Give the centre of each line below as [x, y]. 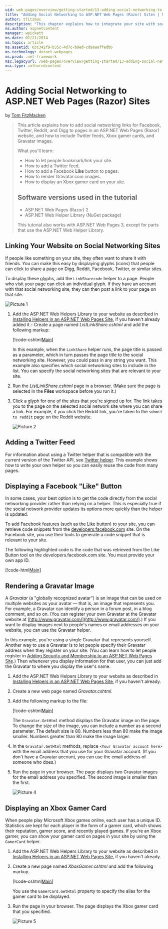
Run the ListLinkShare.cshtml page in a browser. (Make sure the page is [86, 386]
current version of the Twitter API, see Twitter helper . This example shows [81, 459]
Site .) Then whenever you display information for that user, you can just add [83, 661]
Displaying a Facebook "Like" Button [63, 486]
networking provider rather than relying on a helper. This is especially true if [83, 504]
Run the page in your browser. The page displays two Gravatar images [85, 772]
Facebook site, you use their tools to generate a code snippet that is [75, 535]
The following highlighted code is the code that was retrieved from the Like [82, 550]
